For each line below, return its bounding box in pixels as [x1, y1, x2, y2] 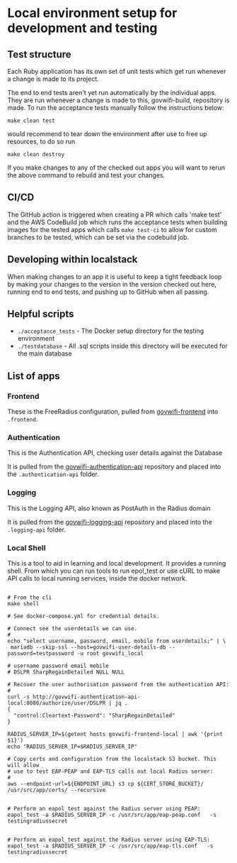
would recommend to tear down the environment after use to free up [7, 130, 207, 138]
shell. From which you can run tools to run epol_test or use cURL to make [7, 566, 221, 576]
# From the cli [7, 594, 52, 601]
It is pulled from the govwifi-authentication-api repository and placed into [7, 463, 221, 471]
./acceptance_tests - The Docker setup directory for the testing [17, 326, 204, 335]
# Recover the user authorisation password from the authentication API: [7, 681, 230, 688]
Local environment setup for [7, 5, 178, 21]
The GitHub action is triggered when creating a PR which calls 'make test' [7, 210, 222, 219]
